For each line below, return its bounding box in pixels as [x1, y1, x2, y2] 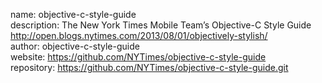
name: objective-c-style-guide [10, 9, 137, 20]
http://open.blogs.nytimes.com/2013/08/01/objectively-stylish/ [10, 30, 268, 41]
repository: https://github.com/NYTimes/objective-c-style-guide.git [10, 62, 289, 73]
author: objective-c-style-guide [10, 40, 140, 52]
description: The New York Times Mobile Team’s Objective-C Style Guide [10, 19, 312, 31]
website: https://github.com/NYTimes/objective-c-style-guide [10, 51, 267, 63]
